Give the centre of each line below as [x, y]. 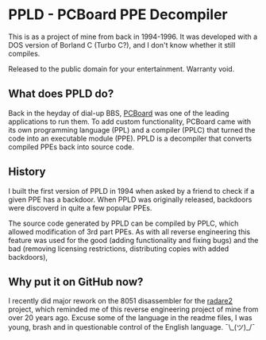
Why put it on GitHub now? [76, 282]
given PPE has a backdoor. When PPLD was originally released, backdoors [130, 199]
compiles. [24, 53]
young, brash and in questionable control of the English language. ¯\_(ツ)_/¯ [132, 327]
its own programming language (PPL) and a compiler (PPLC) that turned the [132, 129]
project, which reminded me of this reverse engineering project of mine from [133, 309]
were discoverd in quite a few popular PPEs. [80, 207]
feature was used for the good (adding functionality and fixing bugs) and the [133, 240]
